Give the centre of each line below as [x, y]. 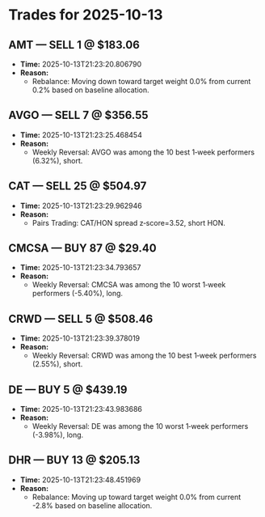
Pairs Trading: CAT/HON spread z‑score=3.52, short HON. [129, 222]
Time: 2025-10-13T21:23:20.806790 [81, 64]
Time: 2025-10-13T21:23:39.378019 [80, 338]
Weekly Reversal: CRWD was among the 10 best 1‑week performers [144, 356]
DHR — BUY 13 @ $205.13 [74, 460]
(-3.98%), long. [58, 435]
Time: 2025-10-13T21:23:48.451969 [80, 480]
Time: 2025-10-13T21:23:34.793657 [80, 268]
